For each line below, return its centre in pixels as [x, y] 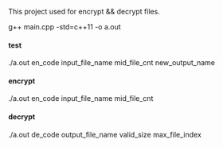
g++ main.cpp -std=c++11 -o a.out [65, 27]
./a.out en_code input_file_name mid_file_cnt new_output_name [112, 63]
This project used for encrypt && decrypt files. [84, 12]
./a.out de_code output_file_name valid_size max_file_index [105, 134]
